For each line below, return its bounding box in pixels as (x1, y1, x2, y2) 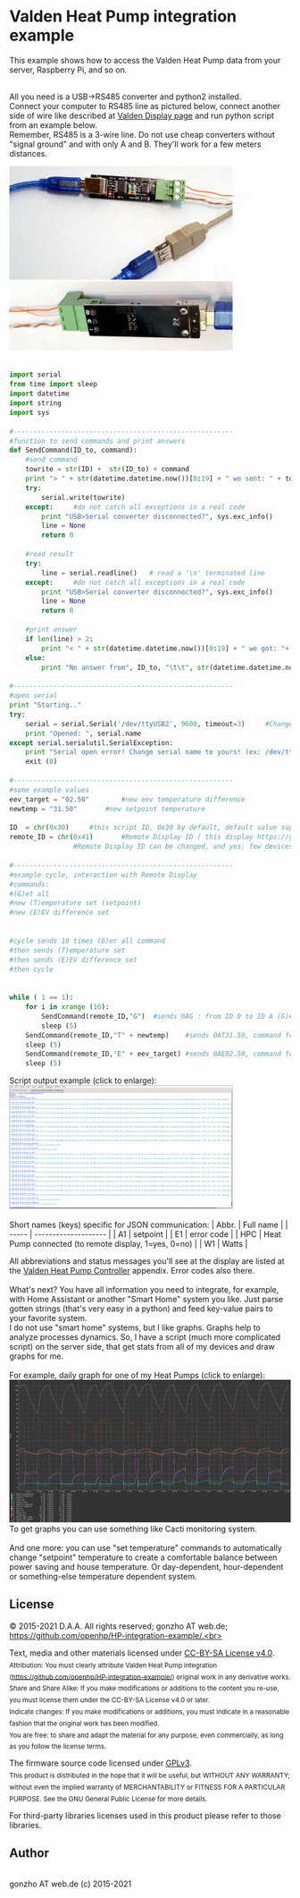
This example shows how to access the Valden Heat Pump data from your (9, 55, 281, 65)
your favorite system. (9, 1312, 87, 1323)
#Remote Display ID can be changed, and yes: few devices (72, 843, 294, 852)
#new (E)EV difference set (9, 908, 110, 918)
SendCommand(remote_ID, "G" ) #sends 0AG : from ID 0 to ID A (41, 1012, 274, 1021)
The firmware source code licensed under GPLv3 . (9, 1758, 192, 1768)
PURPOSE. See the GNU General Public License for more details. (9, 1794, 208, 1803)
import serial (9, 370, 62, 379)
